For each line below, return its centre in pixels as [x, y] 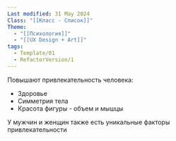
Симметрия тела [43, 101]
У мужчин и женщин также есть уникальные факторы [89, 122]
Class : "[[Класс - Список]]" [50, 20]
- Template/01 [34, 54]
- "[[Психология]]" [42, 33]
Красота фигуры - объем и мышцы [70, 108]
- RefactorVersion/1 [44, 60]
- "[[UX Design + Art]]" [50, 40]
